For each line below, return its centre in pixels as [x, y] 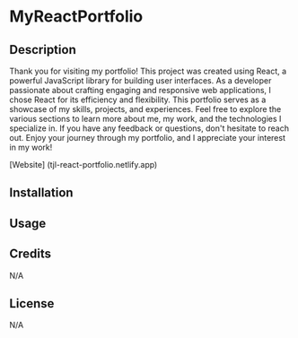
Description [43, 50]
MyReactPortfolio [76, 17]
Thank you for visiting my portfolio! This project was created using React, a [148, 71]
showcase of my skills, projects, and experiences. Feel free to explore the [145, 109]
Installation [41, 193]
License [32, 303]
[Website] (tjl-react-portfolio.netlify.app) [83, 165]
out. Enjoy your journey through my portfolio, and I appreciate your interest [147, 138]
